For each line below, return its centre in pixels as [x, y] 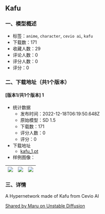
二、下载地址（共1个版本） [38, 82]
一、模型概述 [21, 24]
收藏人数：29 [27, 48]
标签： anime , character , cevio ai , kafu [52, 36]
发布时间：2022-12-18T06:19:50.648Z [60, 113]
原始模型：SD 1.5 [38, 120]
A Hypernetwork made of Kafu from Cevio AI [52, 196]
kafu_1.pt [29, 151]
